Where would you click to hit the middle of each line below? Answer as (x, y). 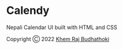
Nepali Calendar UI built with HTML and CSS (62, 27)
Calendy (28, 11)
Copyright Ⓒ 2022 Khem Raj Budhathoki (58, 39)
